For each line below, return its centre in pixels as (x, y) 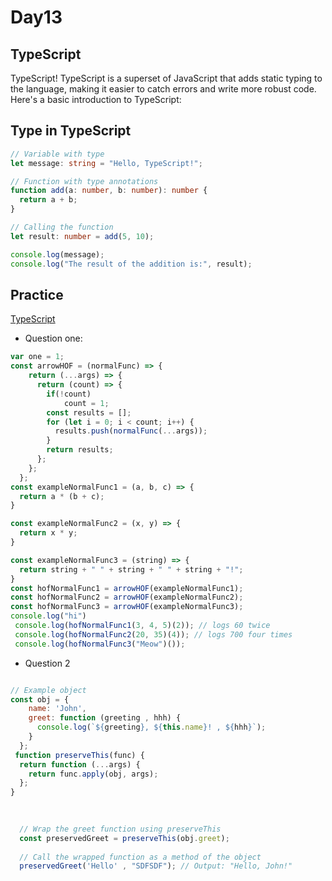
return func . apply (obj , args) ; (93, 774)
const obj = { (40, 699)
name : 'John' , (57, 709)
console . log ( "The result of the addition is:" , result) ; (131, 264)
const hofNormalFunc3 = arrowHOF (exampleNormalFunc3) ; (127, 607)
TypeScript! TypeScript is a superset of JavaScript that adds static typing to (166, 78)
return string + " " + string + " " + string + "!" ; (131, 569)
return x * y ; (48, 533)
